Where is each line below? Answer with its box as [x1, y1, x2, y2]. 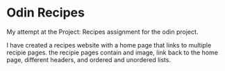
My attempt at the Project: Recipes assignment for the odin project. [6, 28, 199, 36]
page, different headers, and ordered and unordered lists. [6, 55, 172, 63]
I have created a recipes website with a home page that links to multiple [6, 41, 212, 49]
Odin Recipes [6, 5, 85, 21]
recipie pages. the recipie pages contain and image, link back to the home [6, 48, 218, 57]
